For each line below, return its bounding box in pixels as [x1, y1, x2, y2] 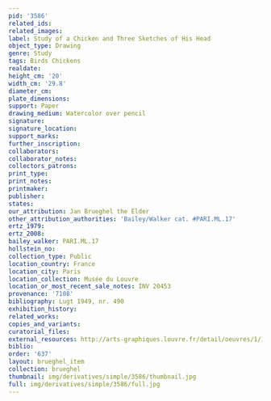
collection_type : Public [8, 252, 92, 260]
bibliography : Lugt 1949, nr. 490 [8, 298, 125, 306]
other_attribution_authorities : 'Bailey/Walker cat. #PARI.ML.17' [8, 215, 236, 223]
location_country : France [8, 260, 95, 268]
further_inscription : [8, 139, 81, 148]
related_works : [8, 312, 60, 320]
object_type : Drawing [8, 42, 81, 50]
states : [8, 200, 35, 208]
